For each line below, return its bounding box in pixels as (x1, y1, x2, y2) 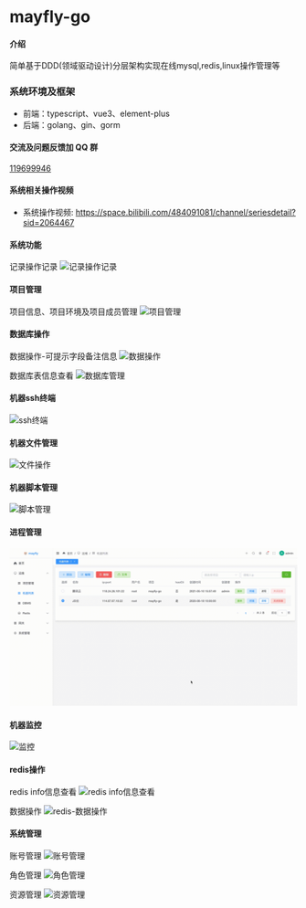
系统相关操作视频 (9, 185, 74, 195)
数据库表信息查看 (9, 370, 74, 381)
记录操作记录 (9, 261, 58, 272)
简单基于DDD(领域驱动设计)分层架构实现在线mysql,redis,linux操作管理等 (9, 60, 280, 71)
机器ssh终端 (9, 393, 57, 404)
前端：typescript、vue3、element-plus (22, 108, 171, 119)
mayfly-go (9, 6, 91, 27)
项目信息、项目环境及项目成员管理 (9, 306, 138, 317)
